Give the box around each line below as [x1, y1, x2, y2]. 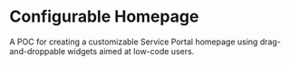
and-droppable [9, 45, 66, 56]
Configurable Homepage [9, 6, 199, 27]
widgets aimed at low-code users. [67, 45, 195, 56]
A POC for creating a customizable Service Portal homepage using [9, 36, 258, 47]
